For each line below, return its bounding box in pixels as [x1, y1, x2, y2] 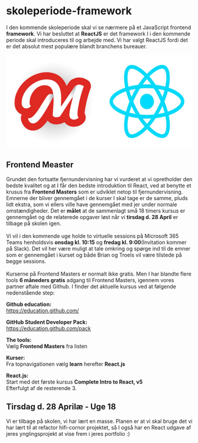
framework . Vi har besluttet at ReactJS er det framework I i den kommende [6, 30, 191, 37]
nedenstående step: [6, 289, 55, 296]
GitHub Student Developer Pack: [6, 318, 87, 325]
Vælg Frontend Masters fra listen [6, 343, 87, 350]
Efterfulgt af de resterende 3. [6, 384, 77, 391]
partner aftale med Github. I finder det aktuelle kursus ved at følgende [6, 283, 176, 290]
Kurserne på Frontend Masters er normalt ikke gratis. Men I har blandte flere [6, 270, 192, 277]
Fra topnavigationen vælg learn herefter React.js [6, 360, 125, 368]
